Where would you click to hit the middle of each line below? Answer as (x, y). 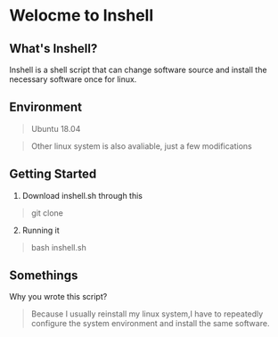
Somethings (44, 276)
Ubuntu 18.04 (56, 128)
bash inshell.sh (58, 247)
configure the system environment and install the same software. (150, 324)
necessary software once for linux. (73, 79)
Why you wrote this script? (58, 297)
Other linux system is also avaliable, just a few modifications (141, 146)
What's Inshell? (53, 49)
